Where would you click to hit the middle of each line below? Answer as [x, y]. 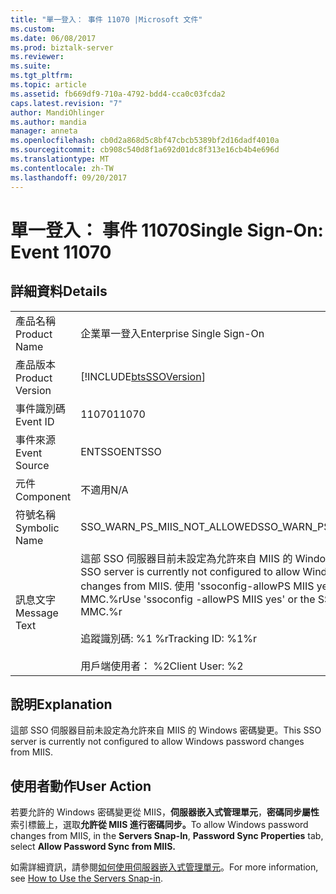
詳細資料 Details [59, 291]
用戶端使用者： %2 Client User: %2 [162, 666]
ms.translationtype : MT [60, 159]
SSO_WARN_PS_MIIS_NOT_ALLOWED [169, 526]
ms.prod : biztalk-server [62, 47]
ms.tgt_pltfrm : [42, 76]
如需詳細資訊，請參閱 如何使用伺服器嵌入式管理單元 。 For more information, [164, 867]
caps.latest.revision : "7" [66, 103]
